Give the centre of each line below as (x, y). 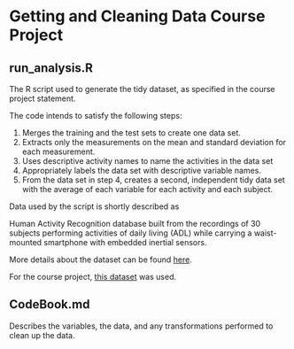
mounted (26, 242)
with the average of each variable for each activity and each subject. (147, 189)
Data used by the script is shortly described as (94, 206)
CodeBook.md (50, 304)
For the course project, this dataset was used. (93, 277)
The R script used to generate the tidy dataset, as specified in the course (143, 89)
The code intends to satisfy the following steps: (96, 116)
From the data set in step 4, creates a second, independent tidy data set (153, 180)
